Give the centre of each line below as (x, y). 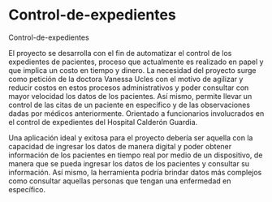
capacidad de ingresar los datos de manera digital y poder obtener (120, 146)
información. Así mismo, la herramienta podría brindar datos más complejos (135, 172)
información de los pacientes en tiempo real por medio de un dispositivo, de (136, 155)
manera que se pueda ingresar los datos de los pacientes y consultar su (129, 163)
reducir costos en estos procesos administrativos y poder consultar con (129, 88)
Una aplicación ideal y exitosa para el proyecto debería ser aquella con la (131, 138)
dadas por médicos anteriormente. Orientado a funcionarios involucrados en (136, 113)
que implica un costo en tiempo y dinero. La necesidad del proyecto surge (133, 70)
